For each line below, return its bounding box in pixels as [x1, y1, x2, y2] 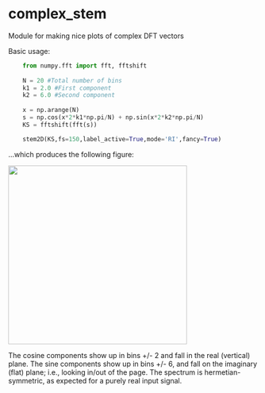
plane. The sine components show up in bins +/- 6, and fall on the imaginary [8, 359, 258, 368]
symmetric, [8, 376, 45, 385]
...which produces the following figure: [8, 149, 135, 159]
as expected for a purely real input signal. [46, 376, 182, 385]
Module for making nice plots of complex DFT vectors [8, 31, 184, 40]
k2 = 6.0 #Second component [22, 91, 115, 99]
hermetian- [204, 367, 241, 377]
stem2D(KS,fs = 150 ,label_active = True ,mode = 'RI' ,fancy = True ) [22, 135, 222, 143]
